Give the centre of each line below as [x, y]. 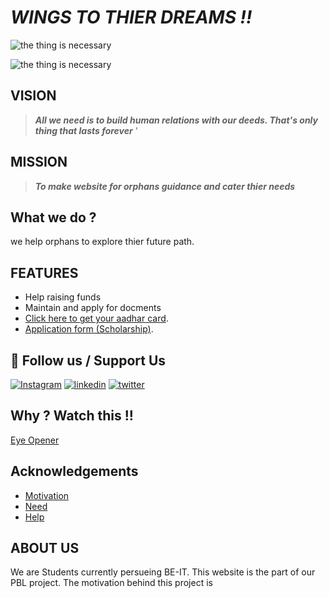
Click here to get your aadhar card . [96, 318]
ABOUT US [45, 548]
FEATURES [44, 272]
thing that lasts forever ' [86, 130]
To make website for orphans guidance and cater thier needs [165, 186]
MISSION [39, 162]
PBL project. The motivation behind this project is [111, 583]
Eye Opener [35, 440]
